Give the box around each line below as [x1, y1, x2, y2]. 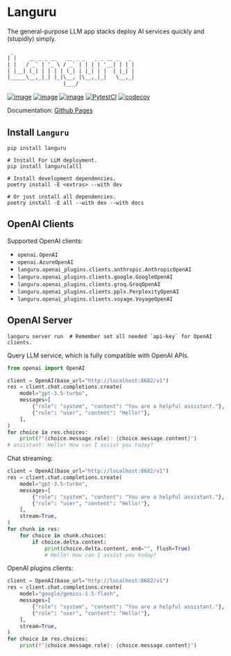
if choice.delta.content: [32, 539, 108, 546]
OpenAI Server [7, 314, 73, 326]
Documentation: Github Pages [7, 106, 94, 115]
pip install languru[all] [7, 163, 82, 170]
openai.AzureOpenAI [17, 258, 74, 266]
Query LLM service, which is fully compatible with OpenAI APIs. [7, 351, 189, 360]
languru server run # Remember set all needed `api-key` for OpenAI [7, 333, 213, 340]
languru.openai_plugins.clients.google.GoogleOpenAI [17, 274, 173, 280]
